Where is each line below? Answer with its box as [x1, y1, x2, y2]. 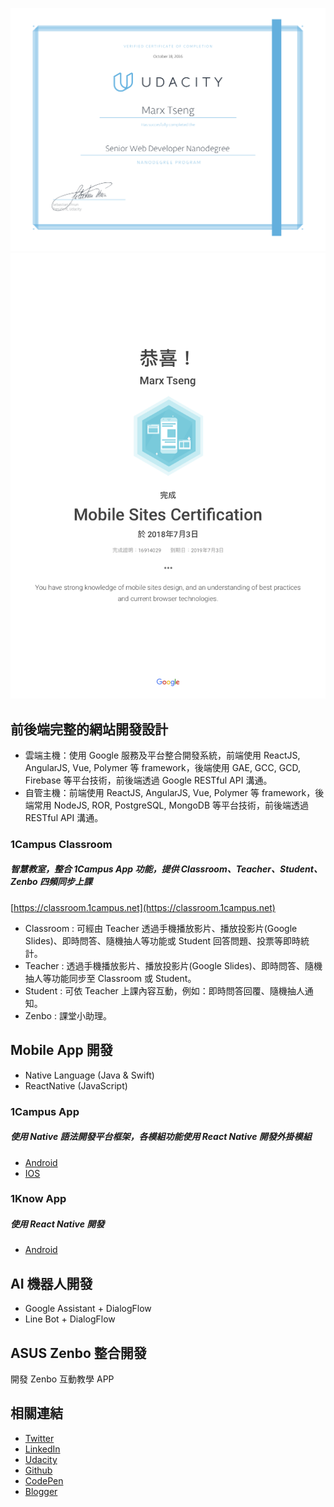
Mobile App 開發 [10, 1042, 113, 1059]
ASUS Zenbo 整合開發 [10, 1344, 147, 1362]
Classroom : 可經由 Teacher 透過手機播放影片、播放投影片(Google [24, 922, 298, 934]
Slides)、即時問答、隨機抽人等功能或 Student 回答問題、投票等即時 [24, 934, 302, 947]
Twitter [24, 1432, 55, 1444]
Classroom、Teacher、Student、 [180, 863, 323, 875]
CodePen [24, 1474, 64, 1487]
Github [24, 1464, 53, 1476]
